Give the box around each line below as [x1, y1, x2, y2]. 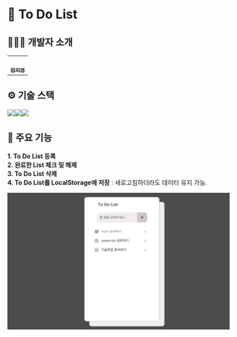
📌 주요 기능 [7, 132, 53, 144]
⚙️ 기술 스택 [7, 89, 55, 101]
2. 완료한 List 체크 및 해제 [7, 160, 78, 169]
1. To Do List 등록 [7, 151, 56, 160]
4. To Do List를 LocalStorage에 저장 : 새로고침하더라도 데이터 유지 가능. [7, 178, 207, 186]
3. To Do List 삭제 [7, 169, 58, 178]
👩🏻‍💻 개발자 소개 [7, 36, 73, 48]
